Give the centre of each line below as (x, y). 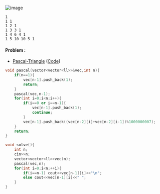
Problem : (16, 50)
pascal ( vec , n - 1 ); (32, 94)
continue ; (42, 113)
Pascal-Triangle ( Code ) (36, 61)
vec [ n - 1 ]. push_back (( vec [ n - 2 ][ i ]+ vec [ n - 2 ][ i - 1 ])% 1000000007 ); (90, 122)
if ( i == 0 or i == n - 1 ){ (45, 103)
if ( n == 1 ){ (25, 75)
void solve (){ (20, 145)
